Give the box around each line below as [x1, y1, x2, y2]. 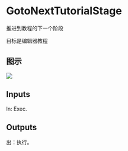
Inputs [6, 89, 31, 99]
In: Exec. [6, 105, 27, 112]
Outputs [6, 122, 37, 132]
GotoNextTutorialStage [6, 4, 123, 18]
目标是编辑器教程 [6, 37, 48, 44]
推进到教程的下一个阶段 [6, 24, 63, 32]
